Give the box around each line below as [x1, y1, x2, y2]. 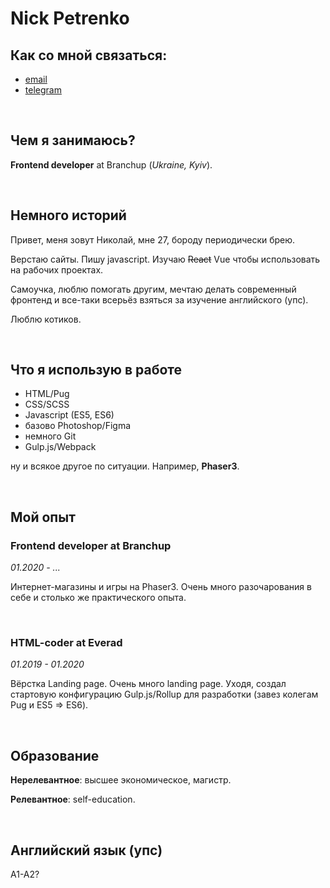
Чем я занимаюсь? [10, 132, 136, 149]
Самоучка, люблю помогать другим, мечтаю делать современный [10, 283, 297, 295]
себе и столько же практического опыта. [10, 592, 187, 604]
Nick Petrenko [10, 7, 130, 30]
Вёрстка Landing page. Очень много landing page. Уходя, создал [10, 678, 287, 690]
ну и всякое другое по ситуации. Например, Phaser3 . [10, 460, 240, 472]
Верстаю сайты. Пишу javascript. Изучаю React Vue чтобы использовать [10, 253, 321, 265]
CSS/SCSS [24, 398, 70, 411]
